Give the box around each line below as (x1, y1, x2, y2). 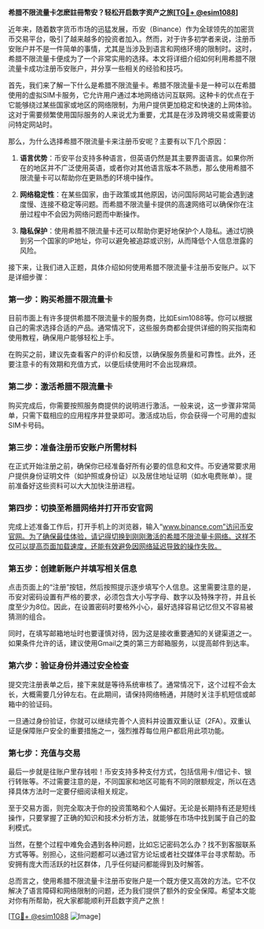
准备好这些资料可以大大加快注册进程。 (14, 480, 139, 490)
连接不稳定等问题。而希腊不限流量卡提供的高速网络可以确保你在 (40, 200, 247, 209)
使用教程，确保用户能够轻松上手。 (8, 333, 119, 342)
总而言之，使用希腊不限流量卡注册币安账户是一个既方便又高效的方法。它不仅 (8, 876, 256, 886)
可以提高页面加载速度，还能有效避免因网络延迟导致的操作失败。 (14, 542, 222, 551)
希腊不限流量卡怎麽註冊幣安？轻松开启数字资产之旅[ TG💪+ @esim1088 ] (8, 8, 239, 17)
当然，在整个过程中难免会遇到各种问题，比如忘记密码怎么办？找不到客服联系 (8, 840, 256, 849)
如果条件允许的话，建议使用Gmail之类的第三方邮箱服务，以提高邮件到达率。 (8, 638, 254, 648)
